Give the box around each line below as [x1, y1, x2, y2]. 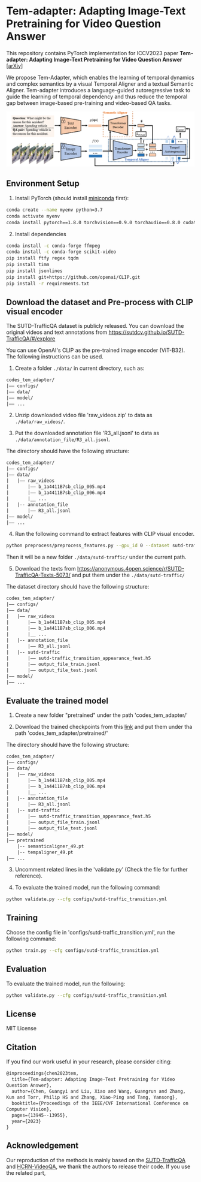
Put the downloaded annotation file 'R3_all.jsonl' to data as [14, 430, 160, 437]
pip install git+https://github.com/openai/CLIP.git [6, 274, 141, 280]
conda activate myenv [6, 213, 60, 219]
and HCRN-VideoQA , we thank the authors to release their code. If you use [6, 1163, 191, 1170]
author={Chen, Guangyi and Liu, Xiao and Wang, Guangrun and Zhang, [11, 1088, 186, 1094]
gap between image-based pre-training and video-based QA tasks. [6, 99, 172, 106]
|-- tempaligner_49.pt [17, 849, 74, 855]
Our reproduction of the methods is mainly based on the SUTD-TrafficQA [6, 1156, 186, 1163]
